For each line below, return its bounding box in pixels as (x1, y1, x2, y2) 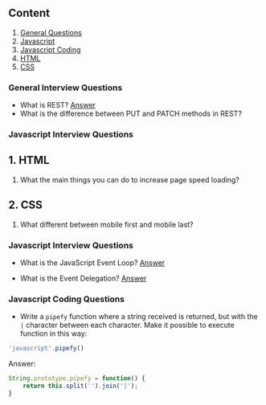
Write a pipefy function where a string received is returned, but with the (19, 312, 259, 321)
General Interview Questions (8, 82, 123, 93)
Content (8, 6, 51, 20)
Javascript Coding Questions (8, 293, 125, 305)
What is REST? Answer (19, 100, 96, 110)
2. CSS (8, 198, 43, 212)
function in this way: (19, 329, 88, 338)
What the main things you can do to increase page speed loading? (19, 174, 239, 184)
